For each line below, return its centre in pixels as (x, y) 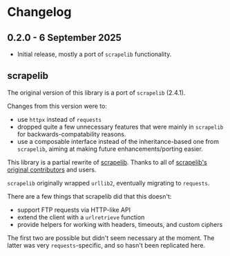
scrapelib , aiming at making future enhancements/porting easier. (110, 149)
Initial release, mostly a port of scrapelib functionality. (94, 54)
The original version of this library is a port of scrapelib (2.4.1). (96, 92)
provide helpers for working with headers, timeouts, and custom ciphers (120, 224)
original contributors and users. (52, 170)
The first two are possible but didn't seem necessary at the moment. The (111, 238)
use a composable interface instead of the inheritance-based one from (118, 141)
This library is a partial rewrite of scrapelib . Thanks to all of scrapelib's (107, 162)
